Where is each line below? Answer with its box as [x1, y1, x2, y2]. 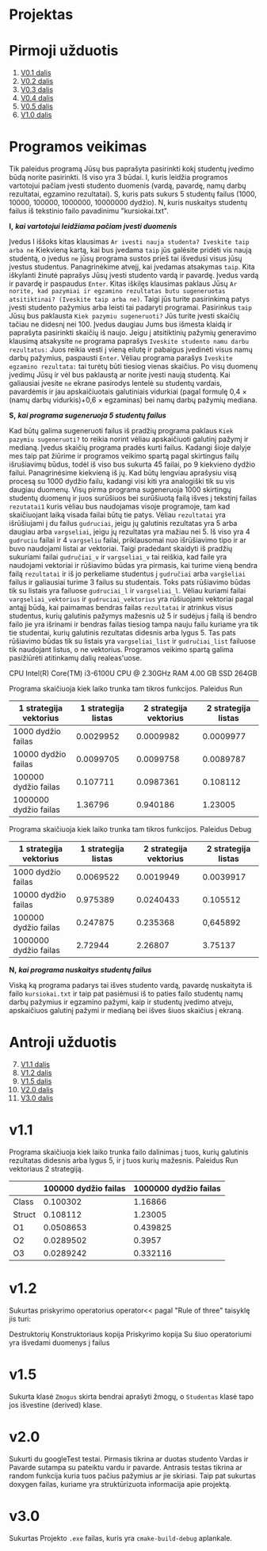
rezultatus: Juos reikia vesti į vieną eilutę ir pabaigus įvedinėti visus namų [9, 345, 253, 354]
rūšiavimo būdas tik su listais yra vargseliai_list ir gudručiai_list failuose [9, 636, 256, 646]
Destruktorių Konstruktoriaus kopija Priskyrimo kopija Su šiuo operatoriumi [9, 1329, 252, 1339]
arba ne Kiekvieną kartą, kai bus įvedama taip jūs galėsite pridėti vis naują [9, 246, 252, 255]
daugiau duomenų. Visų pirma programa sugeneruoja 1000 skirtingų [9, 485, 232, 494]
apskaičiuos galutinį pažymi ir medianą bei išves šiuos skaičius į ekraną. [9, 1006, 244, 1016]
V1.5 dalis [20, 1077, 52, 1086]
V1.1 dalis [20, 1060, 51, 1069]
